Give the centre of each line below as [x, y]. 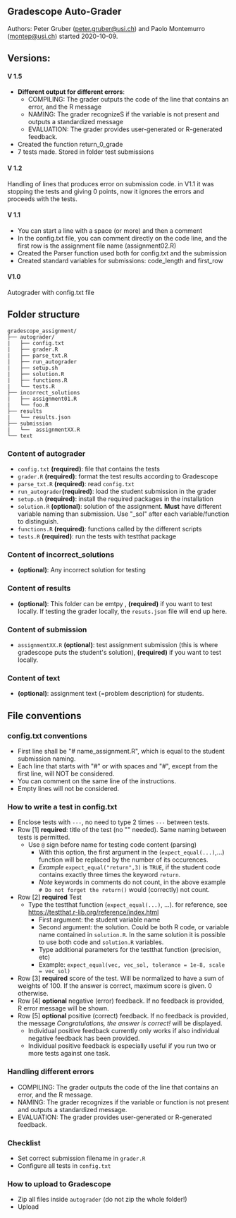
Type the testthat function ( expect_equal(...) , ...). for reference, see [128, 905]
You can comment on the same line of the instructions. [97, 781]
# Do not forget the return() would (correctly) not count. [124, 890]
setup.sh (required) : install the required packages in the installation [115, 499]
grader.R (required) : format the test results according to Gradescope [118, 476]
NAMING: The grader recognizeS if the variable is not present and [124, 114]
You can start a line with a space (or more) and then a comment [110, 230]
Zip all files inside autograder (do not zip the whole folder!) [103, 1200]
